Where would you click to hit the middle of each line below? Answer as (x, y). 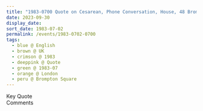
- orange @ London (35, 74)
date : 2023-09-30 (28, 17)
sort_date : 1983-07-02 (35, 29)
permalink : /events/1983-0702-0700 (51, 34)
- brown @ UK (28, 51)
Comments (20, 103)
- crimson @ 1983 (34, 57)
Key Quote (19, 97)
